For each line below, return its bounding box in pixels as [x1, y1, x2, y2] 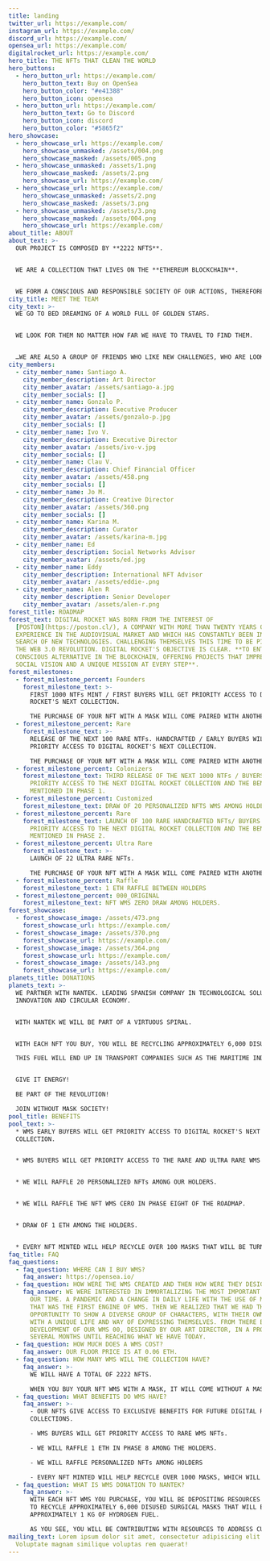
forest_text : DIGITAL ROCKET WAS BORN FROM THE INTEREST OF [8, 615, 215, 623]
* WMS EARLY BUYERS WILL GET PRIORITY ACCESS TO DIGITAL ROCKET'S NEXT [15, 1127, 261, 1135]
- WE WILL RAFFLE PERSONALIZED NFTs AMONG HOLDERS [29, 1459, 203, 1467]
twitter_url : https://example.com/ [8, 19, 128, 27]
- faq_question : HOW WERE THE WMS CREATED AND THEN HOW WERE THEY [15, 1280, 243, 1288]
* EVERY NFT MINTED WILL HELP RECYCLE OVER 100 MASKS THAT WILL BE [15, 1243, 247, 1251]
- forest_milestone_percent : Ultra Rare [15, 839, 153, 847]
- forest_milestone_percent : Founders [15, 675, 146, 684]
